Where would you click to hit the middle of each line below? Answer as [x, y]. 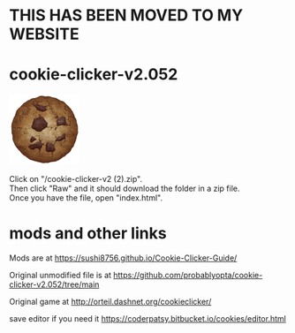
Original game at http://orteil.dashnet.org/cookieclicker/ [110, 302]
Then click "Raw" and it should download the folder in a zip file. [125, 189]
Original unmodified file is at [61, 276]
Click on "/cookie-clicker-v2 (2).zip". [76, 179]
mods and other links [88, 234]
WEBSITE [44, 34]
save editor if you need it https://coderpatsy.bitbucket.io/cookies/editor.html [148, 319]
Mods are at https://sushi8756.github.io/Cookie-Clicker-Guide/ [123, 258]
